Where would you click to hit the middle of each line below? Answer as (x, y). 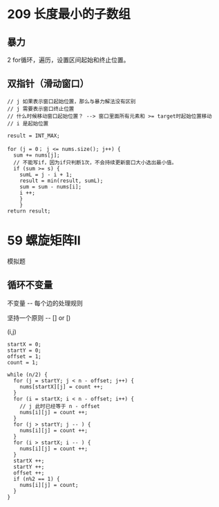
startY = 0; (24, 350)
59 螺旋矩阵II (44, 240)
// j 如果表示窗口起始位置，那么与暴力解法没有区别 (72, 101)
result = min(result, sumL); (61, 181)
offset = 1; (24, 356)
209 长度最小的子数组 (69, 14)
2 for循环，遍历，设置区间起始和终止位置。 (68, 60)
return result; (29, 211)
